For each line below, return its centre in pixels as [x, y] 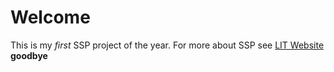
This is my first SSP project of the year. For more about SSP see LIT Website [167, 45]
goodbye [29, 55]
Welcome [50, 17]
